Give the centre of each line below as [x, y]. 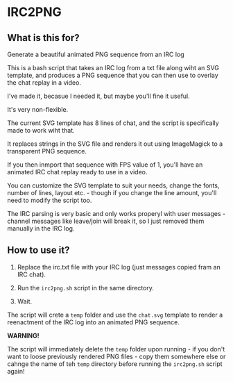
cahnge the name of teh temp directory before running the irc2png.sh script [115, 364]
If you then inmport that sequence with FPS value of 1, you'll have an [105, 165]
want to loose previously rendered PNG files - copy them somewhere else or [116, 356]
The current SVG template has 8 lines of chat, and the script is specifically [113, 123]
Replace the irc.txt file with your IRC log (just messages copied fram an [119, 267]
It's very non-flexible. [38, 109]
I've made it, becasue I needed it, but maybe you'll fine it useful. [99, 96]
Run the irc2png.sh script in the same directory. [86, 288]
